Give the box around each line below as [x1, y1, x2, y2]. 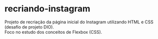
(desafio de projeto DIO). [4, 24, 54, 29]
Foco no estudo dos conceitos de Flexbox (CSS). [4, 29, 102, 35]
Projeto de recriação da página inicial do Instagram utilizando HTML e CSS [4, 19, 154, 25]
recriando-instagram [4, 3, 91, 14]
